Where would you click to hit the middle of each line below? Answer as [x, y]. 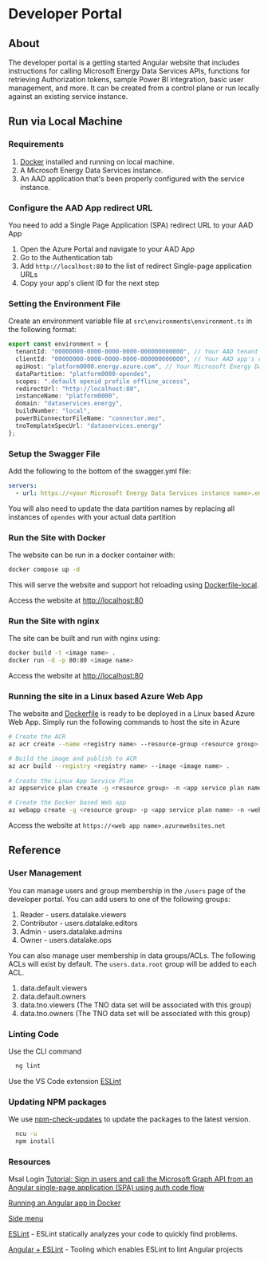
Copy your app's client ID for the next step [89, 283]
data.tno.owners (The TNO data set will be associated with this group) [135, 1013]
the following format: [43, 330]
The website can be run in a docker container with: [92, 555]
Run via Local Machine [65, 122]
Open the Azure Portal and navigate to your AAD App [107, 249]
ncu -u [26, 1134]
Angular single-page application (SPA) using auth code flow [106, 1188]
